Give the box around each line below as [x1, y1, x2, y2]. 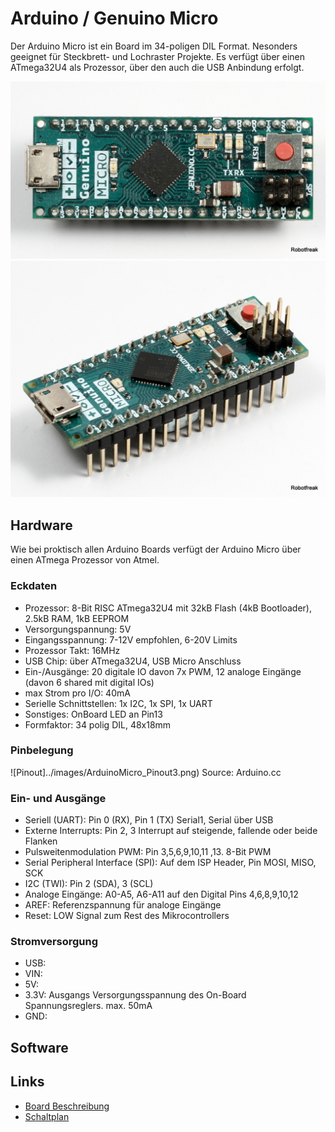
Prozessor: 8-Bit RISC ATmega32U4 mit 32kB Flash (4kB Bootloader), [24, 602, 312, 614]
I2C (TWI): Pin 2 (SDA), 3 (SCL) [24, 878, 154, 890]
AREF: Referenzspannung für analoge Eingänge [24, 899, 222, 911]
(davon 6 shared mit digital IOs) [24, 676, 155, 688]
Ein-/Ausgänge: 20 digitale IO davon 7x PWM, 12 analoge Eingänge [24, 665, 302, 677]
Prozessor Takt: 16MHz [24, 644, 121, 656]
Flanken [24, 835, 58, 847]
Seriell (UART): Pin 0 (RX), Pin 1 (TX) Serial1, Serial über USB [24, 814, 274, 826]
